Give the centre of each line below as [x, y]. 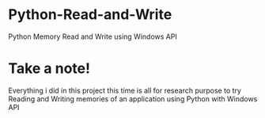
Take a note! [49, 69]
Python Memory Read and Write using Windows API [93, 36]
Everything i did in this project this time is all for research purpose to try [125, 90]
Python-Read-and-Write [90, 15]
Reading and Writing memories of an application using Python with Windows [133, 99]
